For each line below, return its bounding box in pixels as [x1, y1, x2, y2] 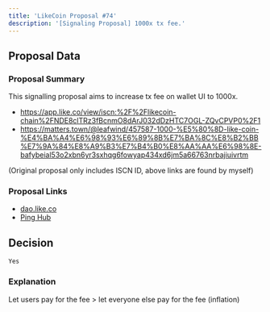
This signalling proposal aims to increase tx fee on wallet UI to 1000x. [8, 92, 239, 102]
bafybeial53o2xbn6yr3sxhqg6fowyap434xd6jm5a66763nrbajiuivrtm [19, 150, 248, 160]
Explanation [8, 276, 56, 287]
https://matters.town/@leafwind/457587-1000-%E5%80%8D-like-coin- [19, 124, 260, 134]
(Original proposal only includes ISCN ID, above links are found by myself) [8, 166, 254, 176]
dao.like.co [19, 204, 57, 214]
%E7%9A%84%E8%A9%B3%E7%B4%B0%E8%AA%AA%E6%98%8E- [19, 142, 262, 152]
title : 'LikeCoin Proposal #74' [8, 11, 117, 20]
